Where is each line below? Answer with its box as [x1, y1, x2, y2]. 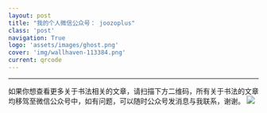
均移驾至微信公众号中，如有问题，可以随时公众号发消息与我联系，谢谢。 [8, 96, 245, 106]
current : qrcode [8, 56, 62, 64]
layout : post [8, 11, 52, 20]
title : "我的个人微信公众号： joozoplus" [8, 19, 135, 27]
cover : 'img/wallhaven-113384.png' [8, 49, 126, 56]
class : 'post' [8, 26, 56, 34]
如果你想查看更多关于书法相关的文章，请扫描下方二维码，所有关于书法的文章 [8, 86, 259, 95]
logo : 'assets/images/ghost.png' [8, 41, 119, 49]
